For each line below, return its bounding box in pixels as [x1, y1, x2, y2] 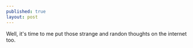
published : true [6, 8, 46, 15]
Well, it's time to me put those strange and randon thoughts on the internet [6, 30, 187, 37]
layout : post [6, 14, 38, 20]
